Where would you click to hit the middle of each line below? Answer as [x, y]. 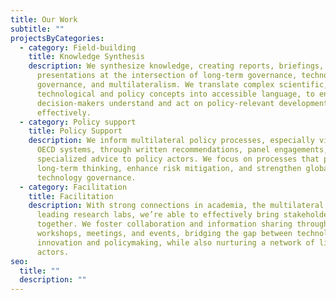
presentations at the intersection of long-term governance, [167, 76]
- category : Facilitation [73, 187]
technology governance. [86, 177]
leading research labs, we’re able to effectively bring [158, 215]
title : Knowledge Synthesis [86, 57]
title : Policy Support [75, 131]
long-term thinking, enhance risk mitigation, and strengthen [169, 168]
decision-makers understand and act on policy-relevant [155, 103]
